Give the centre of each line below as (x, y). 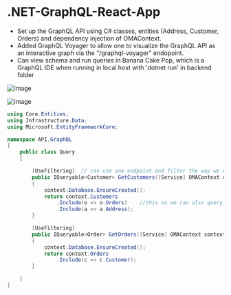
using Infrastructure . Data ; (47, 120)
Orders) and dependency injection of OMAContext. (89, 38)
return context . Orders (76, 254)
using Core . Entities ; (38, 114)
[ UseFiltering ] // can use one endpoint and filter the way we (126, 171)
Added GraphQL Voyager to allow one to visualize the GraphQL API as (116, 45)
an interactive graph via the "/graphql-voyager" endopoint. (100, 53)
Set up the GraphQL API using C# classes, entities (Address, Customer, (118, 31)
